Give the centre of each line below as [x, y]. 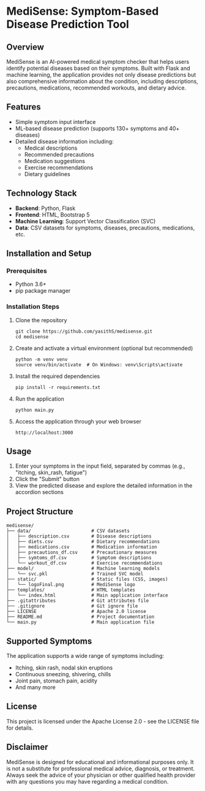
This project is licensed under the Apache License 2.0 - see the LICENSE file [103, 721]
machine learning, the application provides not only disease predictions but [101, 75]
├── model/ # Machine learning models [83, 569]
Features [24, 107]
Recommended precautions [59, 154]
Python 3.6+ [31, 284]
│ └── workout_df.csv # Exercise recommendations [85, 563]
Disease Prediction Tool [68, 24]
